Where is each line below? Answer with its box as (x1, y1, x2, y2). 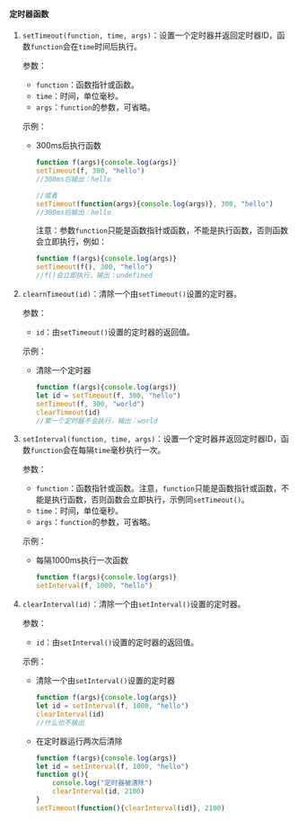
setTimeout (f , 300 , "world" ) (35, 399, 145, 408)
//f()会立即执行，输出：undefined (35, 271, 153, 281)
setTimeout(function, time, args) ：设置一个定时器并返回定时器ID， (22, 30, 277, 40)
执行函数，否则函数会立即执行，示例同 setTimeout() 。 (51, 495, 250, 505)
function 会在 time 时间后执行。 (30, 41, 142, 52)
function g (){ (35, 770, 89, 780)
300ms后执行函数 (35, 140, 101, 151)
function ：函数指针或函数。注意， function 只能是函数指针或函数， (35, 483, 282, 494)
